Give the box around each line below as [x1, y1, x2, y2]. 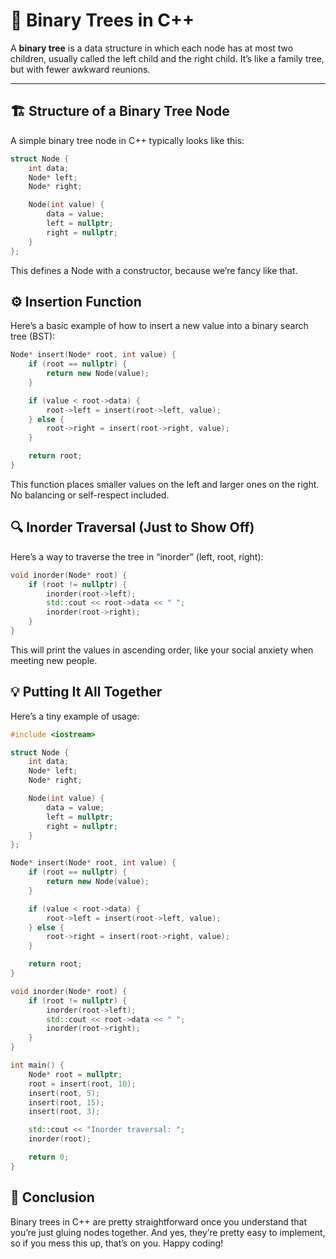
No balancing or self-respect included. [10, 489, 170, 501]
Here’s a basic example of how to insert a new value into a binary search [10, 320, 309, 332]
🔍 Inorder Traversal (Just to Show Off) [10, 519, 255, 536]
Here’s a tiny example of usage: [10, 710, 140, 722]
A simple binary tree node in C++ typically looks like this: [10, 134, 245, 146]
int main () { [10, 1060, 65, 1071]
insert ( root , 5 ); [28, 1088, 101, 1098]
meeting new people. [10, 654, 98, 666]
